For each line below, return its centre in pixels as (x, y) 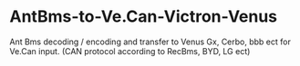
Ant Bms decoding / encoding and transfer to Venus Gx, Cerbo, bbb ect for (150, 42)
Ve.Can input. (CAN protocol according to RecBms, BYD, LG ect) (130, 51)
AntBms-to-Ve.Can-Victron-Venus (144, 17)
